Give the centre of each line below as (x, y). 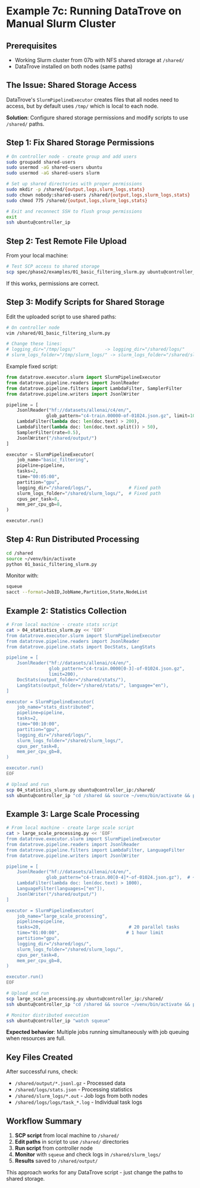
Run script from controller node (54, 1148)
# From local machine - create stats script (62, 624)
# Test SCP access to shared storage (53, 267)
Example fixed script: (32, 366)
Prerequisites (32, 46)
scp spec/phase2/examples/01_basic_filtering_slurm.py (76, 272)
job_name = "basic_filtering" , (53, 460)
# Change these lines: (34, 344)
